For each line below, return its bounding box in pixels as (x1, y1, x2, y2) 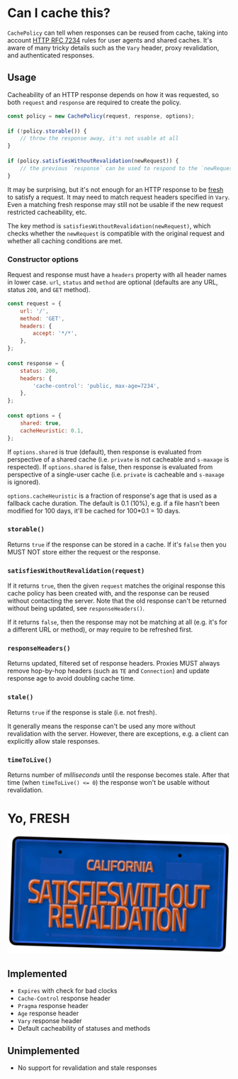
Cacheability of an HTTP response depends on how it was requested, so (7, 90, 220, 99)
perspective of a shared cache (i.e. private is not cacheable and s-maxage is (7, 455, 229, 464)
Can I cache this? (7, 5, 111, 21)
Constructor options (7, 254, 79, 264)
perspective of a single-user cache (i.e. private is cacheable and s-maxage (7, 470, 225, 479)
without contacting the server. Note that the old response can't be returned (7, 597, 227, 605)
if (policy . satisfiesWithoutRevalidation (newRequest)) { (7, 157, 179, 164)
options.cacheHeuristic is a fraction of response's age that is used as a (7, 491, 217, 500)
